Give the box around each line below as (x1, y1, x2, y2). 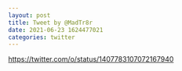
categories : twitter (8, 33, 76, 41)
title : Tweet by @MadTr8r (8, 19, 93, 27)
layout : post (8, 11, 51, 20)
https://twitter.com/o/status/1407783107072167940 (8, 55, 174, 64)
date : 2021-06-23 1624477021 (8, 26, 104, 34)
